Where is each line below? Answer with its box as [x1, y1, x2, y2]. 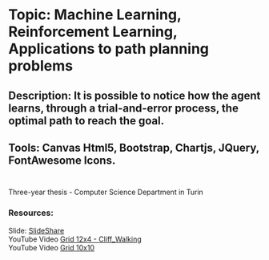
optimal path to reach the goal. [8, 114, 165, 128]
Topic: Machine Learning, [8, 6, 182, 24]
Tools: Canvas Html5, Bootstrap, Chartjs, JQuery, [8, 140, 260, 154]
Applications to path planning [8, 40, 210, 58]
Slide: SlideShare [8, 225, 65, 235]
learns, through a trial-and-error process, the [8, 101, 239, 115]
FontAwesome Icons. [8, 153, 116, 167]
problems [8, 57, 74, 75]
